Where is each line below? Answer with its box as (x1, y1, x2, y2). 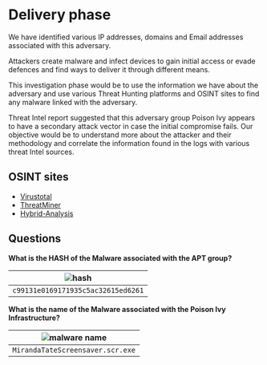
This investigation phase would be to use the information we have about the (8, 80, 259, 90)
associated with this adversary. (8, 40, 111, 50)
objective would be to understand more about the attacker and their (8, 130, 233, 140)
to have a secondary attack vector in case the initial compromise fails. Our (8, 121, 253, 131)
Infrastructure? (8, 313, 60, 322)
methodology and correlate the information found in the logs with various (8, 138, 250, 148)
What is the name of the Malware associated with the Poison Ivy (8, 304, 226, 314)
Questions (8, 232, 62, 245)
